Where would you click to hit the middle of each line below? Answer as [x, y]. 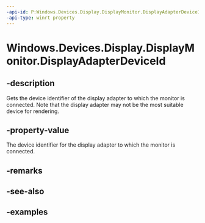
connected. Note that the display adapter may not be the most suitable [95, 104]
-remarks [24, 171]
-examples [27, 212]
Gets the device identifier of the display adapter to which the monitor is [95, 98]
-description [31, 83]
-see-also [25, 192]
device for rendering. [33, 111]
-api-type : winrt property [41, 18]
